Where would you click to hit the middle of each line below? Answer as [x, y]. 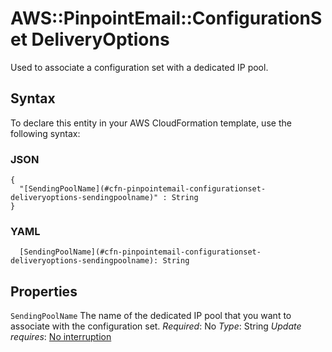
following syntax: [45, 133]
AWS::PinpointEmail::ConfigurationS [166, 18]
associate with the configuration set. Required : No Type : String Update [156, 326]
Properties [44, 291]
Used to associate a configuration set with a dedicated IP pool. [139, 67]
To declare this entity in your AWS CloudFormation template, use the [151, 123]
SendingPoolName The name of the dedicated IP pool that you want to [151, 316]
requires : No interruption [61, 337]
